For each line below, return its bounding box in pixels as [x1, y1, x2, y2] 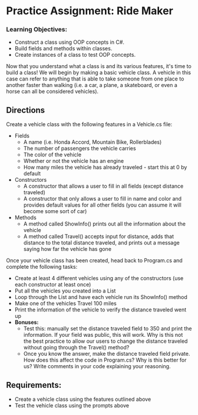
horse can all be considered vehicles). [6, 88, 99, 95]
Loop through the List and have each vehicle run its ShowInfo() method [14, 294, 187, 301]
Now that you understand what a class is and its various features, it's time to [6, 63, 192, 70]
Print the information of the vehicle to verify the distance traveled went [14, 306, 187, 313]
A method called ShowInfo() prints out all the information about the [23, 220, 186, 227]
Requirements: [6, 380, 62, 390]
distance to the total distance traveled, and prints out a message [23, 239, 180, 246]
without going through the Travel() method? [23, 344, 130, 351]
